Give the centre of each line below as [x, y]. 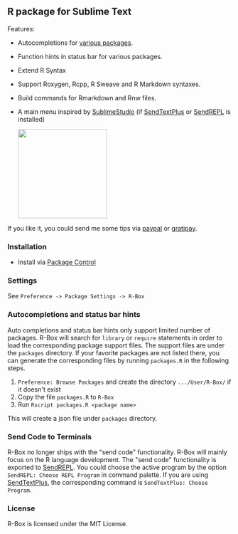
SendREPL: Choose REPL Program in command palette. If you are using [108, 475]
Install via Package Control [56, 262]
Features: [21, 28]
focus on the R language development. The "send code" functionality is [112, 460]
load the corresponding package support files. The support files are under [116, 345]
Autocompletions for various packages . [75, 43]
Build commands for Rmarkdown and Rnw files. [87, 98]
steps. [16, 368]
